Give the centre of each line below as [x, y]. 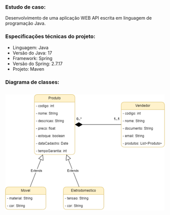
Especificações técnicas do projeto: [50, 36]
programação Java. [26, 23]
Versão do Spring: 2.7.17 [37, 64]
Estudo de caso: [26, 7]
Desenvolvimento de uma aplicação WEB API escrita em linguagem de [78, 18]
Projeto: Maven [28, 69]
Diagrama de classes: [32, 82]
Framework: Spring [32, 58]
